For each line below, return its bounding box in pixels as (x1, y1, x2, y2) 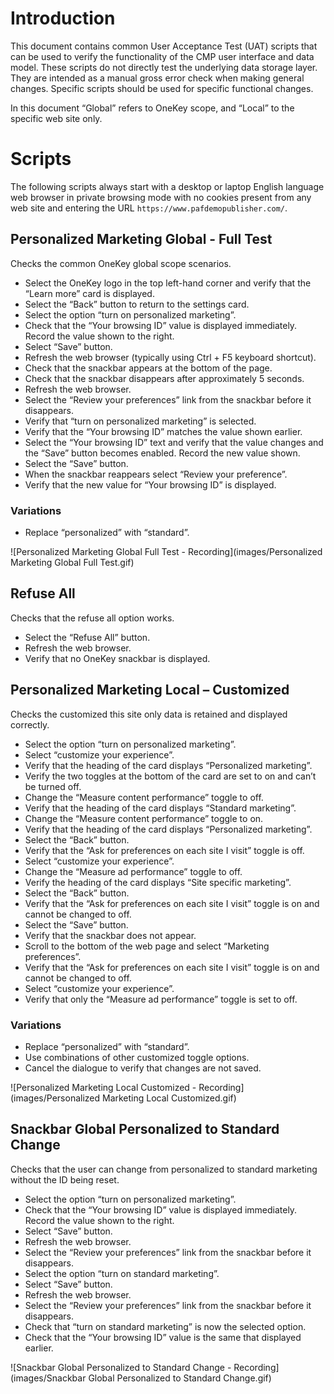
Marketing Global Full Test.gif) (10, 556, 135, 568)
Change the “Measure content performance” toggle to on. (24, 812, 264, 824)
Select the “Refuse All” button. (24, 631, 151, 643)
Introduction (10, 7, 116, 30)
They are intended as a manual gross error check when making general (10, 72, 305, 84)
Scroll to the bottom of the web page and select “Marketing (24, 940, 270, 952)
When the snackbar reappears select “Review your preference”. (24, 468, 288, 480)
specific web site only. (10, 112, 103, 124)
